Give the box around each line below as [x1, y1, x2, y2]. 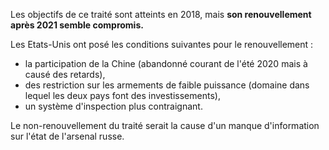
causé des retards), [24, 69, 106, 80]
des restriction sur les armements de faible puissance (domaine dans [24, 79, 310, 91]
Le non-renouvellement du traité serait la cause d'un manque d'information [10, 120, 320, 131]
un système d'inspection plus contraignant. [24, 100, 203, 112]
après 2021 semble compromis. [10, 19, 144, 31]
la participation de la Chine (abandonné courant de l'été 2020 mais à [24, 58, 308, 69]
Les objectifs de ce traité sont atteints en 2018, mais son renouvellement [10, 9, 312, 20]
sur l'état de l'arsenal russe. [10, 130, 125, 142]
